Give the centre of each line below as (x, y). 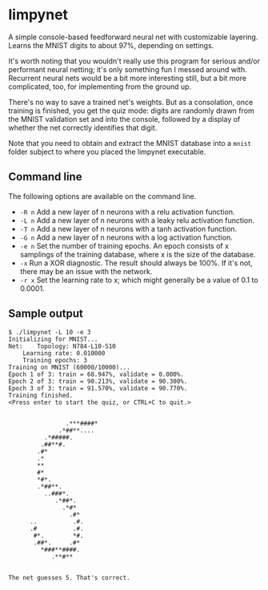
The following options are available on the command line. (102, 196)
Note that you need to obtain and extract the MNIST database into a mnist (130, 143)
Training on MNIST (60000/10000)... (69, 367)
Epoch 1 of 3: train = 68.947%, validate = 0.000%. (96, 374)
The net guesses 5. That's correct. (69, 578)
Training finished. (41, 395)
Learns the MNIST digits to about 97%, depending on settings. (111, 45)
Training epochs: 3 (55, 360)
